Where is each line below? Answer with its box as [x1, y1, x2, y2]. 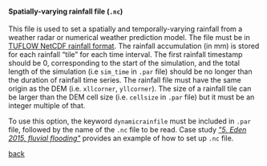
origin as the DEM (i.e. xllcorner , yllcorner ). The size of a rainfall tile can [8, 84, 252, 94]
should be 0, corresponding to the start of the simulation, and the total [8, 59, 241, 68]
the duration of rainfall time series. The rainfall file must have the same [8, 75, 242, 85]
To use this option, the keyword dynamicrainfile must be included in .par [8, 116, 251, 126]
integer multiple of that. [8, 101, 86, 111]
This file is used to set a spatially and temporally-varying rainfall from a [8, 24, 243, 34]
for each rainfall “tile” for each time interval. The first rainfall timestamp [8, 50, 243, 59]
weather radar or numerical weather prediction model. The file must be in [8, 33, 250, 43]
